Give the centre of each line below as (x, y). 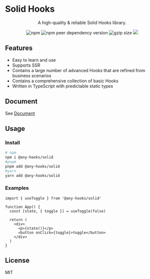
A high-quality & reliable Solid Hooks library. (82, 23)
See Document (20, 113)
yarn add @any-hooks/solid (32, 176)
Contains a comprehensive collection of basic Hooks (65, 81)
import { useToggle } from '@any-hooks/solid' (53, 198)
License (17, 261)
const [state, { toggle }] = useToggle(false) (58, 211)
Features (19, 48)
